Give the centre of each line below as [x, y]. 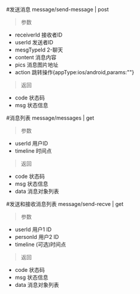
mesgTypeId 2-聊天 [39, 50]
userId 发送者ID [34, 42]
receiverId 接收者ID [39, 35]
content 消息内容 [36, 57]
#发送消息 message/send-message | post [57, 9]
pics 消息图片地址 [36, 65]
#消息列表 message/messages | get [50, 118]
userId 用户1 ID [33, 229]
